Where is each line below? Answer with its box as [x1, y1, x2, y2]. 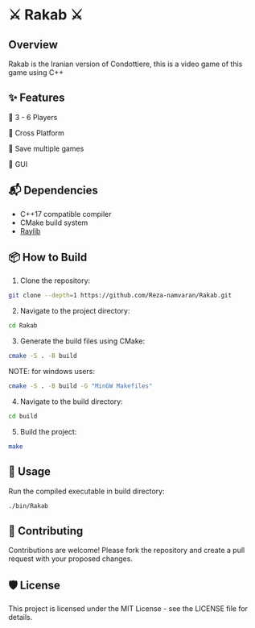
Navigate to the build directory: [19, 397, 123, 406]
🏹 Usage [8, 465, 51, 479]
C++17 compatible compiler [19, 209, 112, 218]
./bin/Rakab [8, 501, 48, 509]
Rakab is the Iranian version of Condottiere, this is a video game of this [8, 59, 243, 69]
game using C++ [8, 68, 64, 77]
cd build [8, 412, 38, 420]
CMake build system [19, 218, 88, 227]
